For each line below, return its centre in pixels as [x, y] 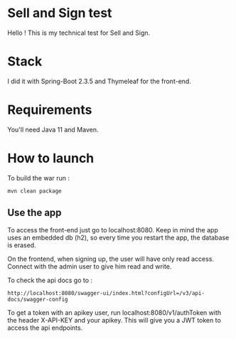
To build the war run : [38, 178]
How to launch [51, 158]
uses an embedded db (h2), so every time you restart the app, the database [118, 237]
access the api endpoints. [45, 328]
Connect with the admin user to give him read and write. [90, 266]
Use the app [34, 213]
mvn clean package [34, 191]
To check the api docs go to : [50, 280]
